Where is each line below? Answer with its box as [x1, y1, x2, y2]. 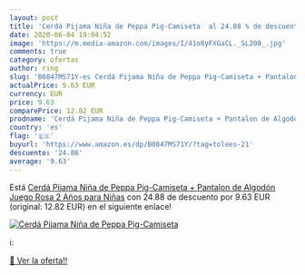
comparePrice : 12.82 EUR [9, 106, 103, 115]
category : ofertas [9, 55, 79, 64]
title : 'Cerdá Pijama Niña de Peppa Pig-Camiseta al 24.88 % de [9, 22, 261, 31]
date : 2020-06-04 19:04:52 [9, 30, 112, 39]
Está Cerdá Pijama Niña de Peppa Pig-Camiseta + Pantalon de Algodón [9, 182, 276, 192]
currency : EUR [9, 89, 64, 98]
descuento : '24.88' [9, 148, 84, 157]
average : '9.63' [9, 156, 71, 166]
